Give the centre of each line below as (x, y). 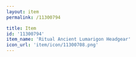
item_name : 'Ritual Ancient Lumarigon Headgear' (69, 40)
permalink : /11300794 (34, 17)
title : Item (21, 28)
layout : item (23, 12)
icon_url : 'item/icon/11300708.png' (52, 45)
